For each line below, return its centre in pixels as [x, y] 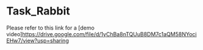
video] [14, 34]
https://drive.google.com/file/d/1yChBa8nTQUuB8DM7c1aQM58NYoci [109, 34]
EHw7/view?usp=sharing [37, 40]
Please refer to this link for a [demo [50, 28]
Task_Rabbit [38, 11]
